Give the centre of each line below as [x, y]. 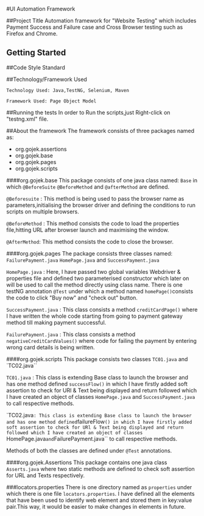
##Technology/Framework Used [47, 79]
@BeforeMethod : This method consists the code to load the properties [93, 223]
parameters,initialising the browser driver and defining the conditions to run [101, 205]
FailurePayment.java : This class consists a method [71, 334]
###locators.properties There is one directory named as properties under [99, 487]
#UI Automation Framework [41, 9]
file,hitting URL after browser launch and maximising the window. [88, 230]
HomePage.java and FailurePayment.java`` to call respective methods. [92, 439]
